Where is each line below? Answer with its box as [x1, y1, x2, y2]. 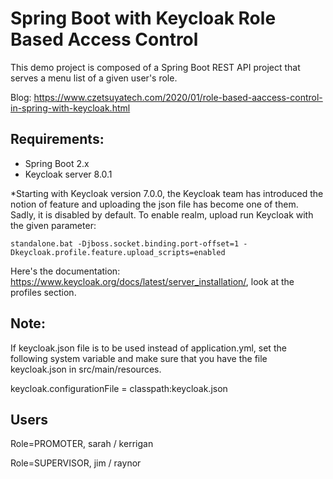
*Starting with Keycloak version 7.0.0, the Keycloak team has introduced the [10, 187, 324, 199]
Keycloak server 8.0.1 [24, 168, 113, 180]
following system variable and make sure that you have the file [10, 352, 268, 364]
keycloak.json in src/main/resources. [10, 363, 162, 375]
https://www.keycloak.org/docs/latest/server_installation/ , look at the [10, 275, 295, 287]
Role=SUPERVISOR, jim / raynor [10, 457, 142, 469]
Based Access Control [10, 28, 199, 51]
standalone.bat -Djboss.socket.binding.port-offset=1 [10, 238, 240, 249]
